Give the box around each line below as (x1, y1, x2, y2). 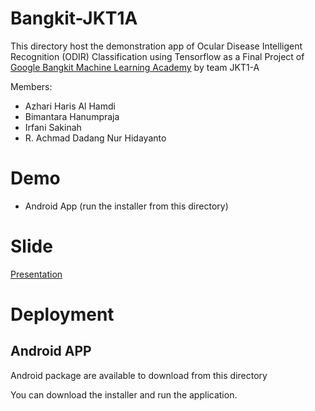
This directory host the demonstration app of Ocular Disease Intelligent (10, 40, 303, 52)
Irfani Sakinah (24, 121, 82, 133)
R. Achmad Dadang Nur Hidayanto (24, 132, 167, 144)
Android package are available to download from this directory (10, 369, 268, 381)
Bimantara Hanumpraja (24, 110, 120, 122)
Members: (10, 80, 53, 92)
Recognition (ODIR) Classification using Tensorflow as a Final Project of (10, 50, 305, 62)
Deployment (10, 303, 115, 326)
